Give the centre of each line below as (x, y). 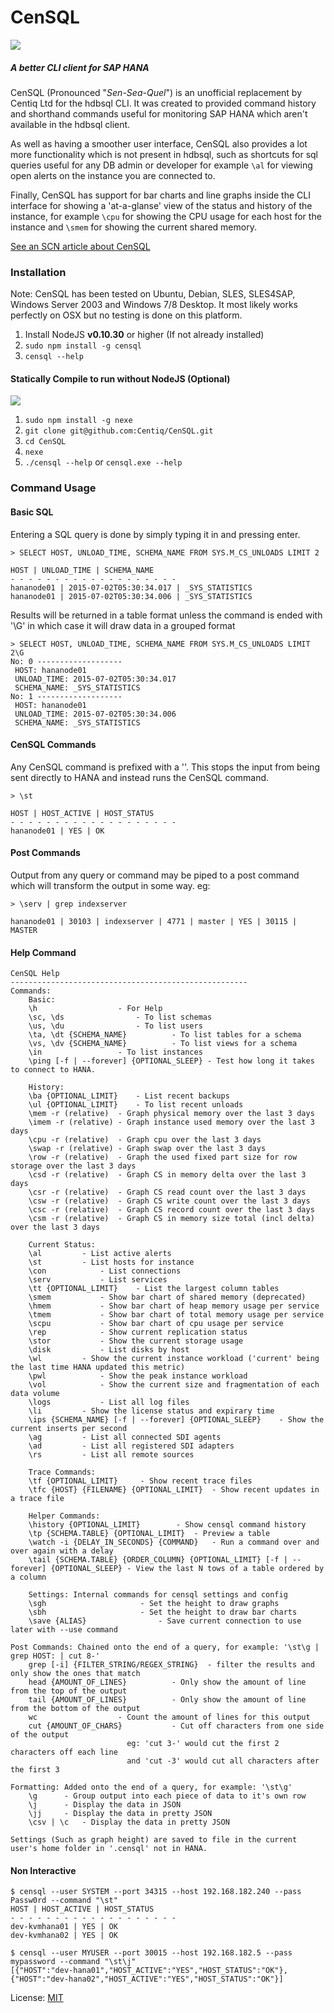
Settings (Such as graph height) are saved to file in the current (154, 1840)
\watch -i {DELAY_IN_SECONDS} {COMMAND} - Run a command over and (174, 1542)
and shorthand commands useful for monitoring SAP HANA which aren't (159, 113)
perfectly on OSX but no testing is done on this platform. (126, 315)
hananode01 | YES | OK (57, 831)
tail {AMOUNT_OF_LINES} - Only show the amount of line (167, 1700)
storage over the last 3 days (73, 1166)
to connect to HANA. (53, 1070)
